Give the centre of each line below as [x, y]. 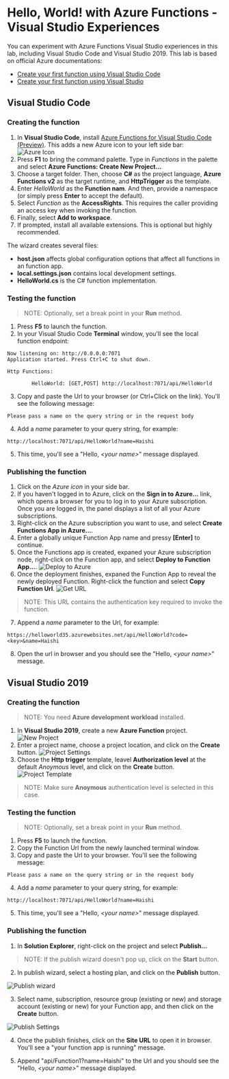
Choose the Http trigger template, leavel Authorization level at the [111, 760]
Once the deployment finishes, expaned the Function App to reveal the [117, 574]
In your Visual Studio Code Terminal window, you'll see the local [108, 333]
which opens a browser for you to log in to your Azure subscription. [112, 501]
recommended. [38, 232]
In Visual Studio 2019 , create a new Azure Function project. [102, 730]
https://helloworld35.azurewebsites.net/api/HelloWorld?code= [97, 635]
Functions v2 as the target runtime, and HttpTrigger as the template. [114, 181]
